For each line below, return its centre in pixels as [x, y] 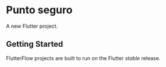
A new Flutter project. [32, 26]
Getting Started [35, 44]
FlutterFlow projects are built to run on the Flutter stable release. [83, 58]
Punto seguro [39, 10]
